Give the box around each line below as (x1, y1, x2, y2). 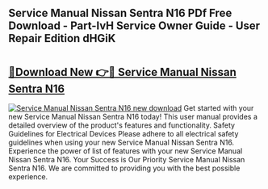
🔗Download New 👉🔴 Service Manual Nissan (8, 65, 237, 79)
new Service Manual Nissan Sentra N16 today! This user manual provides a (8, 112, 258, 121)
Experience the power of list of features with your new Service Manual (8, 146, 243, 156)
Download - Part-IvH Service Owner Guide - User (8, 19, 261, 33)
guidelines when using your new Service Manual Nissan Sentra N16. (8, 137, 235, 147)
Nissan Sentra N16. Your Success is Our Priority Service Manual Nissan (8, 155, 245, 164)
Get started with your (183, 103, 254, 112)
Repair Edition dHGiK (8, 31, 116, 45)
